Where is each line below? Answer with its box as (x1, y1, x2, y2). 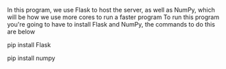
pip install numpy (7, 54, 56, 62)
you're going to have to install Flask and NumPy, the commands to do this (7, 20, 215, 28)
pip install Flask (7, 41, 52, 49)
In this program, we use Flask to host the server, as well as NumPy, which (7, 6, 215, 14)
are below (7, 27, 36, 36)
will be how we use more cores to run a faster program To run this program (7, 13, 220, 21)
